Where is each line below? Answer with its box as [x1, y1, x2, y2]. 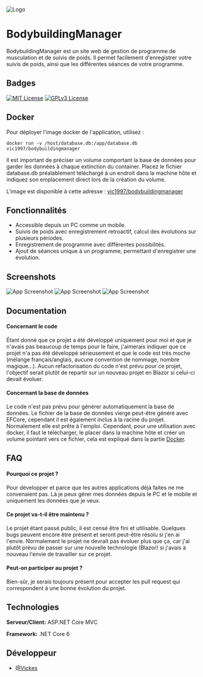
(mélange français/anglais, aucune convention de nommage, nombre [6, 355, 180, 363]
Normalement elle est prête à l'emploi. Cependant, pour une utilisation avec [6, 422, 196, 429]
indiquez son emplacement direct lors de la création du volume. [6, 176, 166, 183]
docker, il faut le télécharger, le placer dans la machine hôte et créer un [6, 429, 185, 436]
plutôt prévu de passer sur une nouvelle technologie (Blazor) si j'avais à [6, 544, 187, 551]
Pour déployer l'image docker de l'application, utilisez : [6, 128, 144, 136]
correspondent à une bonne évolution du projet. [6, 584, 127, 591]
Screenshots [6, 272, 56, 282]
